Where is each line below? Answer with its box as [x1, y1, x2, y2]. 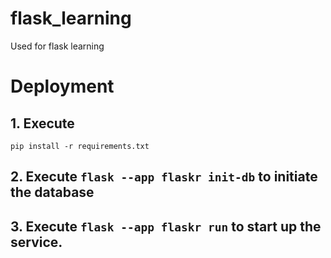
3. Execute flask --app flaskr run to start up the [10, 218, 322, 235]
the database [10, 184, 95, 201]
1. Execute [10, 115, 75, 132]
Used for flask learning [10, 40, 105, 52]
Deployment [10, 75, 115, 98]
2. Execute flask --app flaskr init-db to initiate [10, 168, 318, 186]
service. [10, 233, 63, 251]
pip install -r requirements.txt [10, 141, 150, 151]
